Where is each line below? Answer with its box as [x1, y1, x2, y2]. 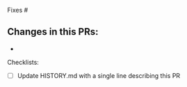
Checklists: [7, 58, 40, 66]
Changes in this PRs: [7, 26, 99, 38]
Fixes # [7, 6, 29, 14]
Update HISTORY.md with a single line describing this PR [17, 71, 181, 79]
